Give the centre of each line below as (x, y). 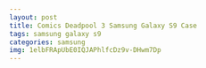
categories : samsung (48, 42)
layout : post (33, 17)
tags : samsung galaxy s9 (55, 34)
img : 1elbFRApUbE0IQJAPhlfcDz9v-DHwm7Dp (86, 50)
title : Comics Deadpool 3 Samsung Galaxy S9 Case (103, 26)
